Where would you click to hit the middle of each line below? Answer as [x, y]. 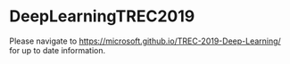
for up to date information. [58, 50]
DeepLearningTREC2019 [102, 16]
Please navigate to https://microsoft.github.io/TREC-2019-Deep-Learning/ [145, 41]
